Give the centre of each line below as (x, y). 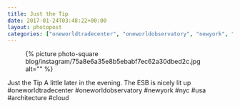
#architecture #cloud (38, 98)
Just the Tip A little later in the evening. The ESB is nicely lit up (99, 83)
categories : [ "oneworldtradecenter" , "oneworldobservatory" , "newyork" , (118, 34)
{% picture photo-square (62, 54)
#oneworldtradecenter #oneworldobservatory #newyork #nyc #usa (107, 90)
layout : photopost (35, 27)
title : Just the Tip (38, 14)
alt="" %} (39, 69)
